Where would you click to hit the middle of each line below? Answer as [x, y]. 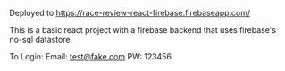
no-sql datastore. [41, 39]
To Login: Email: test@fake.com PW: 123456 [91, 56]
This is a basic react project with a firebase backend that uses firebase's [143, 30]
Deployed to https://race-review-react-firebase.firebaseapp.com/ [130, 13]
